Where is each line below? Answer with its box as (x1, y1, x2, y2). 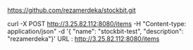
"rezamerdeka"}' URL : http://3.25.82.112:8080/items (7, 35, 160, 43)
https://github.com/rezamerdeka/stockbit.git (7, 6, 136, 14)
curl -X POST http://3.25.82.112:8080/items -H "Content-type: (7, 20, 187, 27)
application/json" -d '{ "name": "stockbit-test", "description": (7, 27, 184, 35)
